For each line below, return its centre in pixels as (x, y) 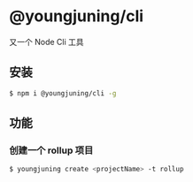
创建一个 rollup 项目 (51, 150)
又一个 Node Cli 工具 (46, 42)
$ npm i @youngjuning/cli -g (63, 93)
